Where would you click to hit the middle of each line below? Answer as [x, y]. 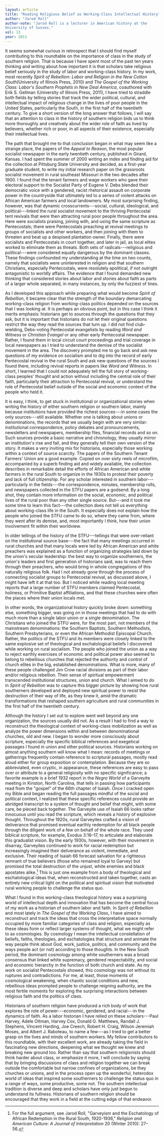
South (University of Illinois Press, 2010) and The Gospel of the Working [77, 82]
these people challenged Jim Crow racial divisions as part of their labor [77, 669]
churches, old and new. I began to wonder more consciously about [72, 736]
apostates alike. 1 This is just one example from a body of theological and [78, 872]
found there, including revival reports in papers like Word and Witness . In [79, 366]
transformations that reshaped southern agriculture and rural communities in [82, 701]
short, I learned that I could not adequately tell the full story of [67, 371]
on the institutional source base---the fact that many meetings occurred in [80, 540]
